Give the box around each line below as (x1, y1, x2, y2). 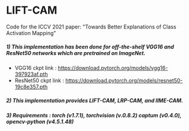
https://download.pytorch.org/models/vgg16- (57, 64, 168, 71)
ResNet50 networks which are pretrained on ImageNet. (6, 49, 146, 56)
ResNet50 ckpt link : (14, 76, 64, 84)
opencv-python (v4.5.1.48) (6, 118, 74, 125)
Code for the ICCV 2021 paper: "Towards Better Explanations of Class (6, 23, 177, 30)
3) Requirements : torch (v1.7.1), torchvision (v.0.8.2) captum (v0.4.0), (6, 111, 182, 119)
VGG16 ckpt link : (14, 64, 57, 71)
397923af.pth (14, 71, 49, 78)
